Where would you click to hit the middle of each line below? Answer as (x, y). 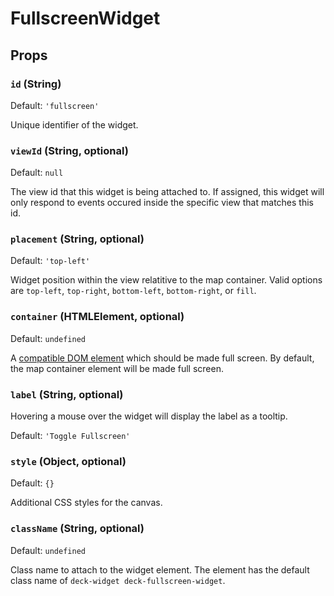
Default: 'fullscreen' (55, 105)
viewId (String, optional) (69, 150)
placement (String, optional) (77, 239)
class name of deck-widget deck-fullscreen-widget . (118, 580)
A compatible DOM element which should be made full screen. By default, (162, 358)
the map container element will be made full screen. (117, 368)
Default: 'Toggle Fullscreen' (70, 436)
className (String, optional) (77, 529)
